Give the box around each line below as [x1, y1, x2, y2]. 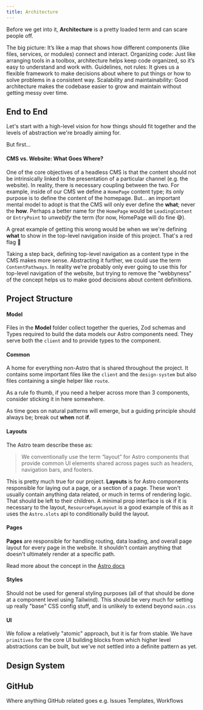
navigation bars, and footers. [21, 466, 94, 473]
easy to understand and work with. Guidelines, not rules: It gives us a [6, 63, 179, 71]
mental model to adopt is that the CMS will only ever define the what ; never [6, 201, 196, 208]
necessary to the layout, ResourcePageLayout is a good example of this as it [6, 503, 193, 511]
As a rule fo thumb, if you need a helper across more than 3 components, [6, 389, 190, 396]
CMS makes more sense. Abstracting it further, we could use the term [6, 257, 181, 264]
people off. [6, 32, 33, 40]
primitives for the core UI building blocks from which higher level [6, 636, 171, 644]
